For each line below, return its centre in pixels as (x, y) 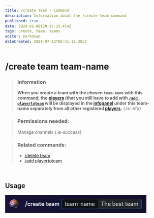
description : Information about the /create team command (66, 16)
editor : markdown (23, 36)
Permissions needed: (43, 121)
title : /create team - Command (37, 10)
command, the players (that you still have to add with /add (77, 98)
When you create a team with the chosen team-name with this (80, 93)
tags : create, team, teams (33, 31)
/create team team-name (57, 67)
